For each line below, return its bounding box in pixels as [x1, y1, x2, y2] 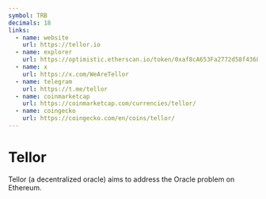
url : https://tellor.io [22, 41, 101, 49]
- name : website [15, 33, 69, 42]
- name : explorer [15, 48, 73, 56]
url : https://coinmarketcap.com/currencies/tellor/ [22, 99, 196, 107]
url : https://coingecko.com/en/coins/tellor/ [22, 115, 176, 122]
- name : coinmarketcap [15, 92, 90, 100]
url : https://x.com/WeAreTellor [22, 70, 129, 78]
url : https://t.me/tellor [22, 84, 108, 93]
